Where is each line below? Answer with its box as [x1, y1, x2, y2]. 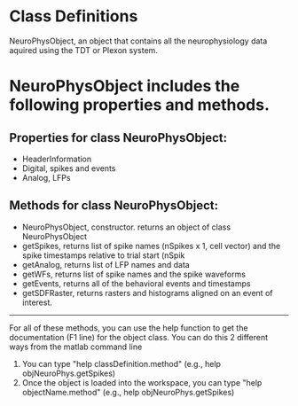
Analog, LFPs [21, 172, 71, 183]
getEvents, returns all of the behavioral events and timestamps [21, 277, 251, 289]
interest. [21, 297, 53, 308]
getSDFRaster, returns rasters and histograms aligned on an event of [21, 287, 273, 298]
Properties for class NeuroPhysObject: [9, 130, 228, 145]
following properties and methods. [9, 95, 271, 115]
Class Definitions [9, 6, 138, 27]
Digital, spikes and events [21, 162, 116, 174]
